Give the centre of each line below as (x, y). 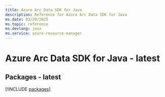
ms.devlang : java (23, 29)
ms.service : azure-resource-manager (44, 33)
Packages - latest (33, 77)
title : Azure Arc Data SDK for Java (44, 10)
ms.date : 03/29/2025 (27, 19)
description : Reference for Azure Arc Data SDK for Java (66, 15)
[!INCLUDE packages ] (28, 89)
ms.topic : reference (27, 24)
